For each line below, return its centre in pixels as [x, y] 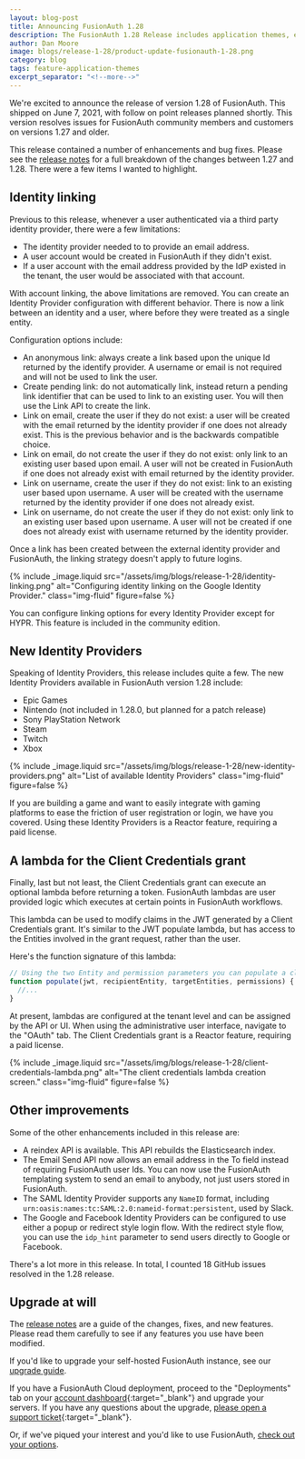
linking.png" [32, 585]
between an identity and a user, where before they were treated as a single [150, 312]
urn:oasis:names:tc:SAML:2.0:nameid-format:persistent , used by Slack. [158, 1208]
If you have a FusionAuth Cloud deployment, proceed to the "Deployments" [150, 1388]
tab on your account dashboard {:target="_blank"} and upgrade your [137, 1398]
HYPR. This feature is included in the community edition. [115, 623]
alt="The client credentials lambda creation [185, 1072]
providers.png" [38, 776]
